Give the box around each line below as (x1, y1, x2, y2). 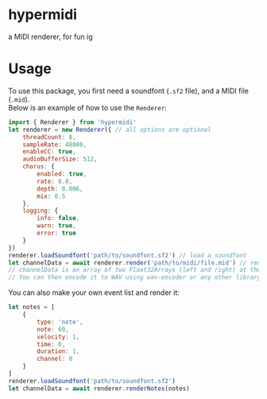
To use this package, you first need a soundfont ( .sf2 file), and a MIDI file (8, 86, 249, 95)
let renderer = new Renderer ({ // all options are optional (8, 126, 212, 134)
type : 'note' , (37, 318, 83, 326)
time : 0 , (37, 340, 66, 348)
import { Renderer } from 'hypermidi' (8, 118, 137, 126)
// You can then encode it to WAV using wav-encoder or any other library (8, 273, 261, 281)
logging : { (22, 207, 59, 215)
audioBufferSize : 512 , (22, 155, 98, 164)
